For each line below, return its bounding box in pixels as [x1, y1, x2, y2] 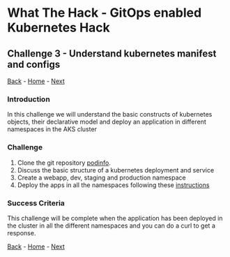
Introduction [7, 94, 50, 104]
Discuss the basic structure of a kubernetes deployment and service [17, 166, 215, 174]
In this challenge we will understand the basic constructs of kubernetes [7, 110, 213, 119]
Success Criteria [7, 198, 65, 207]
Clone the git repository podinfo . [17, 159, 112, 167]
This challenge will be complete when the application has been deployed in [7, 214, 223, 222]
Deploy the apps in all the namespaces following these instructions [17, 180, 210, 189]
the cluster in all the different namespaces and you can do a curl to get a [7, 221, 216, 230]
